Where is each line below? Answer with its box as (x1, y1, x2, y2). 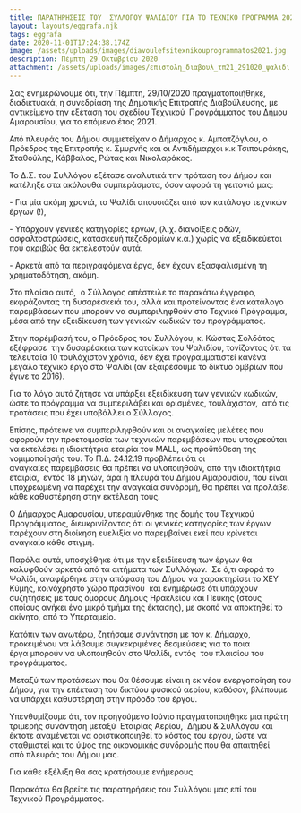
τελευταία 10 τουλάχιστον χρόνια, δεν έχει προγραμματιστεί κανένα (9, 351, 267, 363)
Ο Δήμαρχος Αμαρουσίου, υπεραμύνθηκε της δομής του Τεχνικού (9, 508, 255, 519)
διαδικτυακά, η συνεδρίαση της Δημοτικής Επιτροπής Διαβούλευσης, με (9, 97, 279, 107)
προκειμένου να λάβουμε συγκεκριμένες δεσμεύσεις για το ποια (9, 638, 251, 649)
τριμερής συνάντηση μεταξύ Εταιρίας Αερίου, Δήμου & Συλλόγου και (9, 720, 273, 731)
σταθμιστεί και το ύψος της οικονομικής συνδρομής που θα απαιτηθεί (9, 740, 271, 750)
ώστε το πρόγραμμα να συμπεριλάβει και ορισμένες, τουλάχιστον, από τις (9, 398, 289, 408)
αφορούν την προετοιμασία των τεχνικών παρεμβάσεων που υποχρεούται (9, 433, 288, 444)
